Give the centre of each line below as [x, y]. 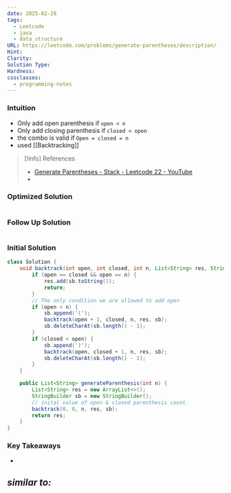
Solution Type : [29, 65]
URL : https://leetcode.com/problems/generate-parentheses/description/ [112, 45]
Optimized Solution [40, 197]
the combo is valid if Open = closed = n [73, 138]
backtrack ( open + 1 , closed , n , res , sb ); [106, 320]
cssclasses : [24, 77]
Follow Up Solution [39, 222]
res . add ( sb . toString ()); [79, 282]
